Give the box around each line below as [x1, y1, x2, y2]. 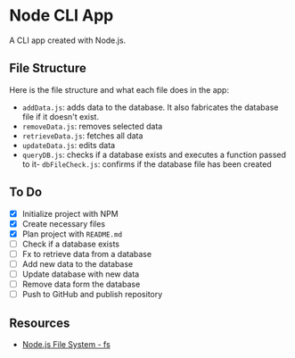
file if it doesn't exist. [21, 111, 100, 121]
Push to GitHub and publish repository [21, 289, 163, 300]
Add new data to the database [21, 258, 134, 269]
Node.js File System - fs [21, 338, 111, 349]
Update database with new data [21, 269, 140, 279]
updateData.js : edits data [21, 139, 116, 150]
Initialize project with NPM [21, 208, 119, 219]
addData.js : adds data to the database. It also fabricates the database [21, 102, 279, 112]
